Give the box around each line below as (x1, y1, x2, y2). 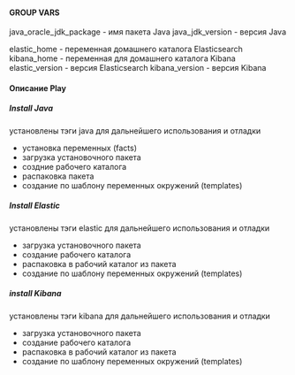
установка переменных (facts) (21, 142, 138, 153)
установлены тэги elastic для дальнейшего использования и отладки (9, 222, 270, 233)
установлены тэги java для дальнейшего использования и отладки (9, 125, 261, 136)
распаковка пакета (21, 171, 95, 181)
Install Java (9, 103, 53, 114)
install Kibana (9, 288, 62, 299)
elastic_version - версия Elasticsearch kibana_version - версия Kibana (9, 63, 267, 73)
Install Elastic (9, 200, 60, 211)
